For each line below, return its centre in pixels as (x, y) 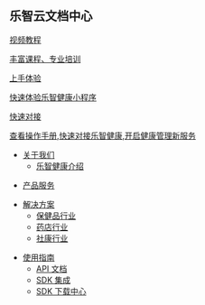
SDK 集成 (53, 280)
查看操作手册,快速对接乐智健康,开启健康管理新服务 (103, 135)
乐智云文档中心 (51, 16)
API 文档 (51, 268)
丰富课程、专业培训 (45, 59)
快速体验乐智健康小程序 (53, 97)
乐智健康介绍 (60, 166)
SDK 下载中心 (61, 291)
